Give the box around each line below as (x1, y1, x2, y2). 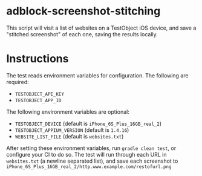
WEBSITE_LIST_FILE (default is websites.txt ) (15, 132, 124, 140)
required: (6, 78, 29, 85)
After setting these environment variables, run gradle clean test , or (6, 144, 177, 152)
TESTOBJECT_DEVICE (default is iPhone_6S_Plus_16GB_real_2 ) (15, 120, 162, 127)
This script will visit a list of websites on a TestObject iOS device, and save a (6, 24, 197, 31)
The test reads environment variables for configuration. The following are (6, 71, 189, 79)
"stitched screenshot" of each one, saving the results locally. (6, 30, 158, 37)
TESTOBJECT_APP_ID (15, 97, 62, 103)
